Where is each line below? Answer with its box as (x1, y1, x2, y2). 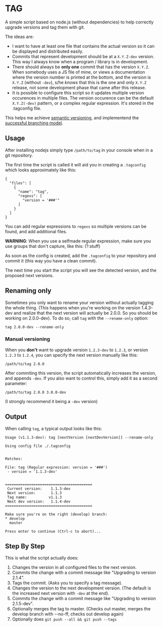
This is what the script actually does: (5, 555, 79, 561)
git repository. (5, 152, 33, 158)
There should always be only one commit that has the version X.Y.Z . (12, 64, 150, 70)
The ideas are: (5, 34, 34, 40)
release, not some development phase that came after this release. (12, 84, 146, 90)
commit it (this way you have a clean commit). (5, 258, 97, 263)
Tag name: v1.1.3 (7, 495, 62, 500)
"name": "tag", (18, 189, 49, 194)
